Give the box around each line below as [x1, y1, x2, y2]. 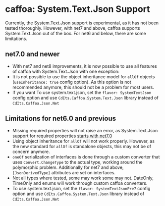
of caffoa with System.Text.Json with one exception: [12, 68, 120, 74]
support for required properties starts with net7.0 [12, 133, 112, 139]
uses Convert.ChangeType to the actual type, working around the [12, 159, 143, 165]
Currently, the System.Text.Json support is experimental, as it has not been [5, 20, 159, 26]
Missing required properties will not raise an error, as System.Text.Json [12, 127, 158, 133]
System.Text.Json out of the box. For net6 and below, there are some [5, 30, 146, 36]
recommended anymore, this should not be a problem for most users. [12, 84, 155, 90]
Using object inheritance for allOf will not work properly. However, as [12, 138, 155, 144]
